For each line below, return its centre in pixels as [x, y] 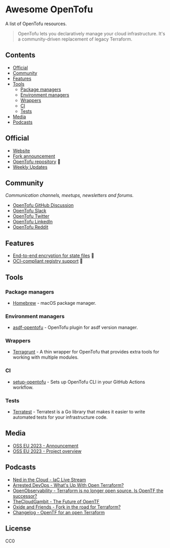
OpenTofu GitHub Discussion [43, 205]
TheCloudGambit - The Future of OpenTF [56, 501]
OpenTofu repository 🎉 [37, 161]
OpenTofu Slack [30, 211]
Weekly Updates [30, 167]
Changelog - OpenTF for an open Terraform [59, 512]
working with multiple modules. [46, 357]
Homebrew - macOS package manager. [54, 303]
